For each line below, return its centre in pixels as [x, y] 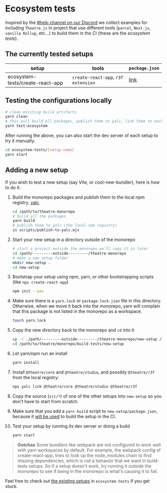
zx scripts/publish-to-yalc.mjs [46, 230]
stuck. [11, 486]
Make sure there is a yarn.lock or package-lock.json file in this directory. [87, 301]
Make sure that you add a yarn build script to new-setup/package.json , [85, 411]
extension [83, 83]
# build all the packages [39, 216]
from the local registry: [36, 377]
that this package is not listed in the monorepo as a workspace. [77, 311]
